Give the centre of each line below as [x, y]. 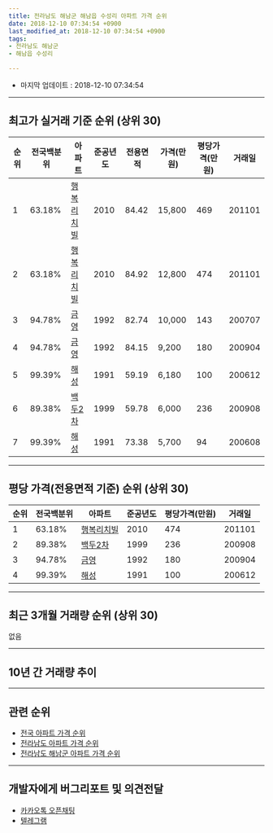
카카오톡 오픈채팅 [48, 810]
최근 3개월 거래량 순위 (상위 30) [83, 616]
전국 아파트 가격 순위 [53, 733]
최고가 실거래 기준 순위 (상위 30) [85, 121]
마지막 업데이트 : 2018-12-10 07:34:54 [82, 85]
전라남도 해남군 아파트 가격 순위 [70, 753]
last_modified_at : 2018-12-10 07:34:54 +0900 [87, 31]
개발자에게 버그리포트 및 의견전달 [86, 789]
